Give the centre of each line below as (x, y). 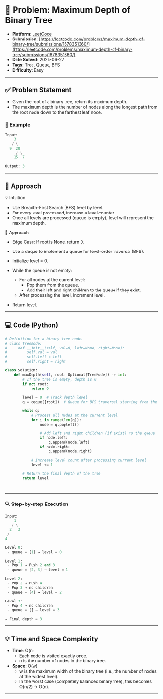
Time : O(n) (23, 651)
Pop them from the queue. (53, 285)
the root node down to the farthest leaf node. (57, 112)
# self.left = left (33, 357)
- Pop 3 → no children (30, 588)
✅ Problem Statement (38, 90)
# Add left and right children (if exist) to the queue (97, 433)
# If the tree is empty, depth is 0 (59, 379)
